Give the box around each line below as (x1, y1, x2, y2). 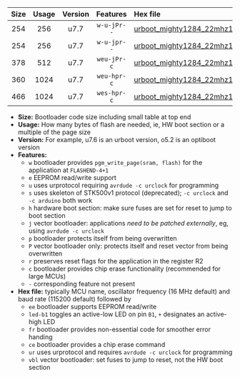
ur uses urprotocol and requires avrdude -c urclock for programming (28, 348, 233, 356)
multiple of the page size (17, 128, 91, 136)
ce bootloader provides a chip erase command (28, 341, 166, 348)
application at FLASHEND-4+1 (28, 166, 109, 174)
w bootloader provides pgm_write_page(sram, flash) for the (28, 159, 203, 166)
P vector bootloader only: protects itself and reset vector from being (28, 242, 229, 250)
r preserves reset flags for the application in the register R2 (28, 257, 204, 265)
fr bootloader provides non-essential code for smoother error (28, 325, 211, 333)
